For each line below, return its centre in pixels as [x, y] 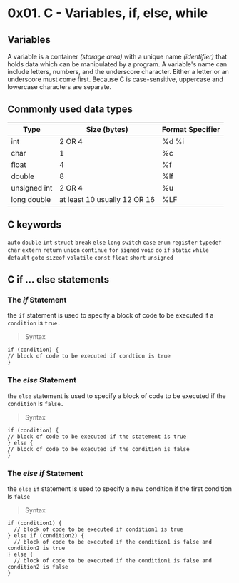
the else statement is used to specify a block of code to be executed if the [117, 396]
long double [31, 199]
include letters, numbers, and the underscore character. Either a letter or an [118, 72]
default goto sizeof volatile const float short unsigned [90, 258]
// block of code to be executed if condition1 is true [98, 529]
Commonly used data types [70, 110]
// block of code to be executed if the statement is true [97, 437]
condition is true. [34, 323]
